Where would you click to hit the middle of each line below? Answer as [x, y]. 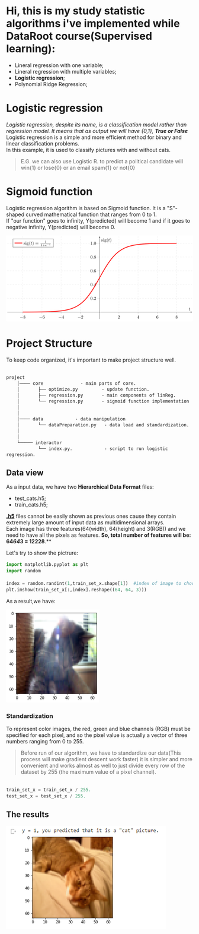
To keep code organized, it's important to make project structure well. [91, 360]
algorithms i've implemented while [93, 23]
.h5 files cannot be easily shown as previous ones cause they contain [91, 516]
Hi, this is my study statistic [76, 11]
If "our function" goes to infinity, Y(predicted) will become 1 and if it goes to [98, 220]
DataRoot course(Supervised [79, 36]
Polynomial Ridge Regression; [51, 84]
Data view [25, 472]
